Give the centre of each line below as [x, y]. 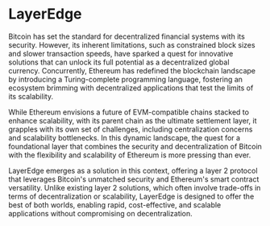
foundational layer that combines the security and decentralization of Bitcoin [135, 146]
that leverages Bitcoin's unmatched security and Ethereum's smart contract [134, 179]
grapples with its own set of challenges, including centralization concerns [131, 129]
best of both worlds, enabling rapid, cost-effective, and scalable [115, 205]
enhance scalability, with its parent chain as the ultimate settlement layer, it [133, 120]
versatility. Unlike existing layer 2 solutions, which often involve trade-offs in [135, 187]
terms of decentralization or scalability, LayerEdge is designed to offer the [131, 196]
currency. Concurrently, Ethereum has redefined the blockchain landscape [132, 70]
